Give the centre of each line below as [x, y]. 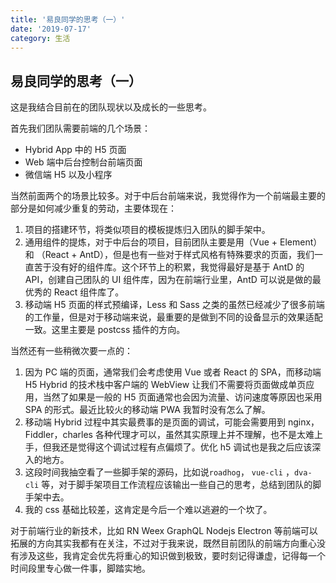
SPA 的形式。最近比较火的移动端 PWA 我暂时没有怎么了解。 [147, 410]
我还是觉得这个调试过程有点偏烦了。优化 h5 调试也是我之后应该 [182, 447]
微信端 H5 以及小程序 [68, 175]
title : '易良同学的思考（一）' [68, 19]
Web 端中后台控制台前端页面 [83, 162]
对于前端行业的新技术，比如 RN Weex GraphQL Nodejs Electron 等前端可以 [164, 531]
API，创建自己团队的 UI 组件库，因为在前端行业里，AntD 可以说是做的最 [173, 280]
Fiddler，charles [58, 435]
